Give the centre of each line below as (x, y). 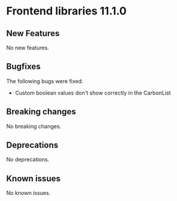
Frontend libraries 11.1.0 (66, 11)
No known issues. (28, 193)
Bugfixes (24, 66)
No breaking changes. (34, 126)
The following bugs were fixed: (45, 81)
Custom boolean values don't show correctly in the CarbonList (93, 93)
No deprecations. (28, 159)
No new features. (28, 48)
